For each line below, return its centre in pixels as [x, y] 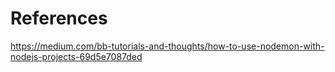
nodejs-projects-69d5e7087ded [76, 56]
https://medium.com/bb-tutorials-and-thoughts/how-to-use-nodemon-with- [167, 46]
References [59, 18]
